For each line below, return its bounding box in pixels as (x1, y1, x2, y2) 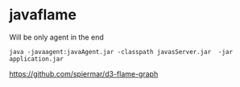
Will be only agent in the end (9, 32, 104, 42)
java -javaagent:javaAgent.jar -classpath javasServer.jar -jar (9, 48, 233, 56)
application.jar (9, 55, 64, 63)
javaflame (9, 6, 77, 24)
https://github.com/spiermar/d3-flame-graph (9, 68, 159, 78)
